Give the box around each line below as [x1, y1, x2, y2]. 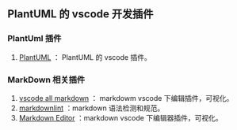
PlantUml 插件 [7, 33, 62, 44]
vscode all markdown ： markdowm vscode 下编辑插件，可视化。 [18, 93, 234, 102]
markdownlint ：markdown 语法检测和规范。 [18, 103, 165, 113]
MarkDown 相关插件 [7, 74, 86, 85]
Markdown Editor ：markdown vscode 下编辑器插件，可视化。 [18, 113, 223, 122]
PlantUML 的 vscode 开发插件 [7, 7, 154, 21]
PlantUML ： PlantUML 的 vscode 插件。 [18, 52, 151, 61]
